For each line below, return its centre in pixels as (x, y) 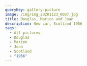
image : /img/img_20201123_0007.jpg (42, 14)
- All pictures (25, 33)
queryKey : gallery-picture (33, 10)
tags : (11, 28)
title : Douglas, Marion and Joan (39, 19)
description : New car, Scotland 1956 (44, 24)
